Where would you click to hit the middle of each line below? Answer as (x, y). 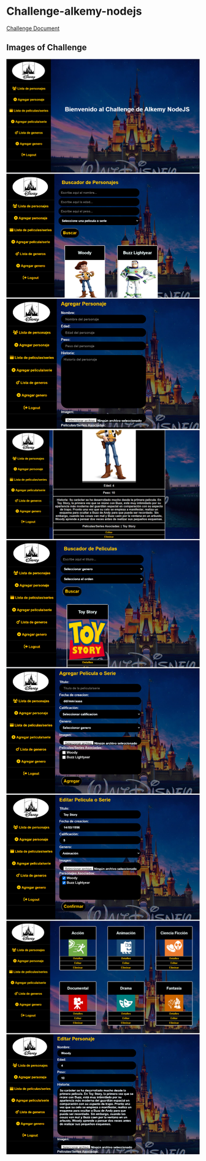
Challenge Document (33, 28)
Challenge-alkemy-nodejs (74, 11)
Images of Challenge (47, 48)
